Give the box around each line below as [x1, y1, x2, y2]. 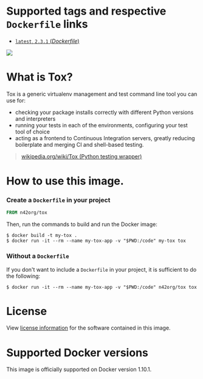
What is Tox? [6, 70, 73, 84]
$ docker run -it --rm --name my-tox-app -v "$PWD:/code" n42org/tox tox [6, 284, 198, 290]
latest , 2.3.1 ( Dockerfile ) [15, 37, 80, 44]
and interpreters [15, 115, 56, 122]
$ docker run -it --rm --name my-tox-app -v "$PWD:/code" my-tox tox [6, 238, 187, 244]
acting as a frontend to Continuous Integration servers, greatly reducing [15, 134, 196, 141]
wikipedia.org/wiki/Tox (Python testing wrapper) [21, 152, 142, 160]
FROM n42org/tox [6, 210, 47, 216]
